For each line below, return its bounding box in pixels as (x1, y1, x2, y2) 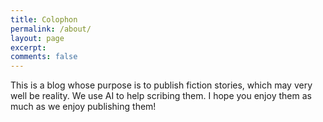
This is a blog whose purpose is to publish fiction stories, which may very (10, 79, 313, 91)
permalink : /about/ (10, 24, 92, 34)
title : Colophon (10, 14, 78, 25)
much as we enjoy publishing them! (10, 101, 157, 113)
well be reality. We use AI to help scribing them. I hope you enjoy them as (10, 90, 312, 102)
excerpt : (10, 42, 47, 53)
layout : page (10, 33, 65, 43)
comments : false (10, 52, 78, 62)
